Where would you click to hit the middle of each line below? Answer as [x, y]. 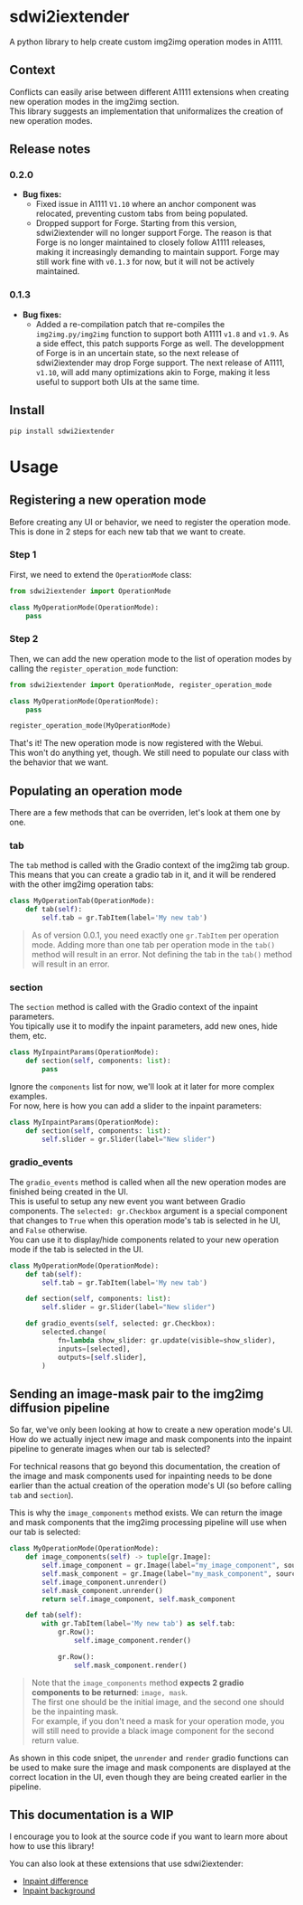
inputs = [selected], [94, 1349]
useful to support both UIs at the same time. [118, 382]
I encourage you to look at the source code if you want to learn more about [149, 1836]
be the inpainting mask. [75, 1712]
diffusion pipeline [60, 1408]
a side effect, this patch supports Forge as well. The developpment [160, 343]
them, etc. [28, 1036]
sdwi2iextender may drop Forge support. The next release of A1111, [160, 363]
